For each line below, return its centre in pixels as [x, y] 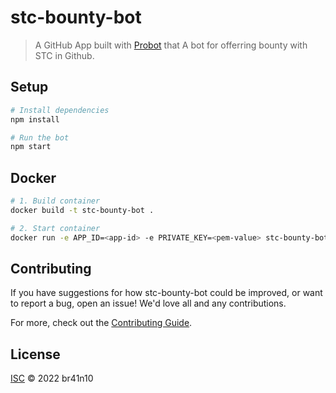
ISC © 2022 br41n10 [52, 378]
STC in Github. [64, 55]
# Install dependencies [60, 110]
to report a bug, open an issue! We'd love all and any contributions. [148, 303]
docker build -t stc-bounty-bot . [82, 210]
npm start [31, 147]
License [35, 354]
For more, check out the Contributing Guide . [101, 323]
